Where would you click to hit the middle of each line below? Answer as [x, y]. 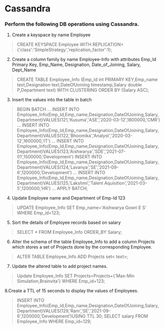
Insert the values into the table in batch [52, 100]
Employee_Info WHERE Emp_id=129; [54, 322]
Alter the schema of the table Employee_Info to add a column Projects [83, 242]
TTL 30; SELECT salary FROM [118, 316]
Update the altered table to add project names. [60, 266]
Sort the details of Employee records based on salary [66, 223]
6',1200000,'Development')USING [51, 316]
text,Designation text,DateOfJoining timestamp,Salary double [79, 85]
